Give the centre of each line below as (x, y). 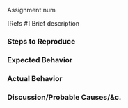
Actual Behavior (35, 78)
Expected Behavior (40, 60)
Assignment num (31, 10)
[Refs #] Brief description (43, 23)
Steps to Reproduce (41, 41)
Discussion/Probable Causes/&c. (64, 97)
